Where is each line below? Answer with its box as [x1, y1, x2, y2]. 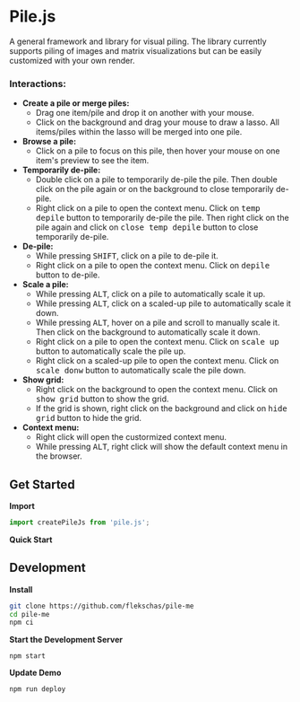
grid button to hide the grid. [35, 413, 141, 424]
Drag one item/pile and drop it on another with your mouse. [35, 108, 254, 118]
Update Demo [9, 667, 62, 679]
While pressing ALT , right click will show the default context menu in [35, 442, 288, 452]
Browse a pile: [21, 136, 77, 147]
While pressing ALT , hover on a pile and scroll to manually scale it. [35, 317, 280, 329]
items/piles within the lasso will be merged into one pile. [35, 127, 243, 137]
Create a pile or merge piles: [21, 98, 130, 109]
